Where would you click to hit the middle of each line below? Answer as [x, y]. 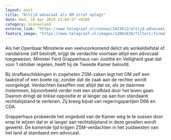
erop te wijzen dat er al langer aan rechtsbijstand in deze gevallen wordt [81, 122]
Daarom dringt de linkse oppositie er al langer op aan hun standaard [77, 96]
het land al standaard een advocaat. [43, 133]
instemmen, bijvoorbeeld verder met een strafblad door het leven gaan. [80, 90]
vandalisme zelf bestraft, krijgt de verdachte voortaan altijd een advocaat [82, 53]
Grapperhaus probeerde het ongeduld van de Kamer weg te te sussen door [84, 117]
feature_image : [21, 34]
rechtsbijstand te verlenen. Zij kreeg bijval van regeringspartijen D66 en [80, 101]
